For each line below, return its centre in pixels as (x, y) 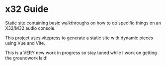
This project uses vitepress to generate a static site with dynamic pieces (79, 38)
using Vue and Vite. (25, 43)
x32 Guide (27, 9)
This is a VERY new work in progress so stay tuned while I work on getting (81, 53)
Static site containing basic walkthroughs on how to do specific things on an (83, 23)
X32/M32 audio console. (30, 28)
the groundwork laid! (27, 58)
